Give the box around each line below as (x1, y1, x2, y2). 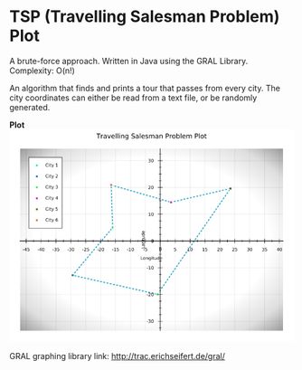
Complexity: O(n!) (9, 65, 75, 76)
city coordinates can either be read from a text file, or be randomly (9, 92, 258, 103)
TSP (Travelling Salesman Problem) (9, 6, 280, 27)
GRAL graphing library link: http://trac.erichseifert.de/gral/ (9, 350, 226, 361)
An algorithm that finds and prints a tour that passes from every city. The (9, 82, 280, 93)
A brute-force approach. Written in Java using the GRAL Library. (9, 55, 249, 66)
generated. (9, 101, 51, 112)
